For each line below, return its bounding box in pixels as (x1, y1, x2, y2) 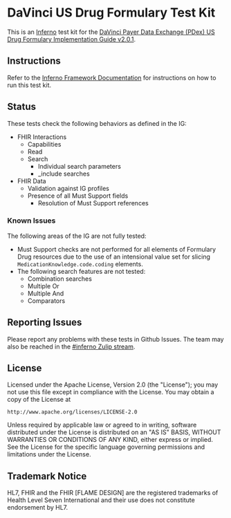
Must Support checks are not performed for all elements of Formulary (17, 245, 216, 253)
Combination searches (27, 275, 92, 283)
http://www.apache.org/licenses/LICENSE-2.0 (7, 409, 138, 416)
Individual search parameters (37, 162, 121, 170)
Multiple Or (27, 281, 60, 290)
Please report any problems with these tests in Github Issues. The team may (7, 335, 224, 343)
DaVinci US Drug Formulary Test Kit (7, 5, 216, 21)
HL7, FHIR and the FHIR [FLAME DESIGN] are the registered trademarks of (7, 489, 219, 497)
